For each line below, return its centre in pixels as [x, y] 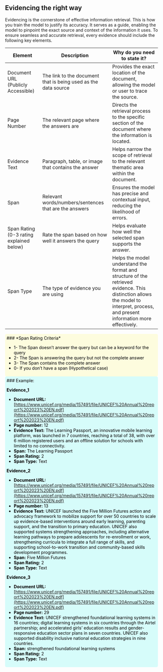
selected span [128, 237]
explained [19, 241]
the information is [132, 135]
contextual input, [131, 200]
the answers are [60, 126]
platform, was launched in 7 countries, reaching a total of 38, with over [84, 435]
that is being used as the [70, 82]
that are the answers [65, 208]
